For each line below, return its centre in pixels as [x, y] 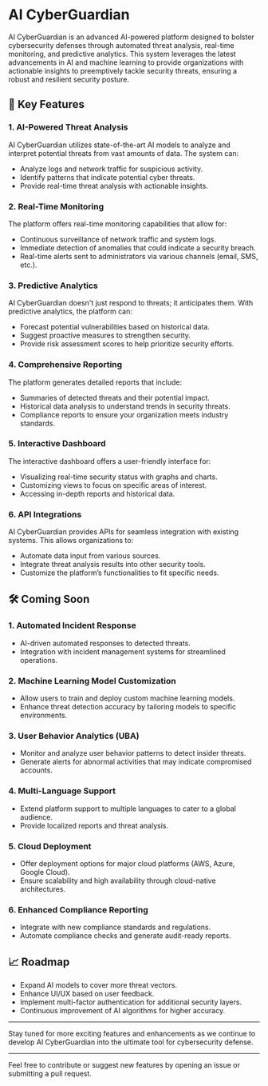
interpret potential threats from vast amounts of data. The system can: [124, 153]
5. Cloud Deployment [50, 846]
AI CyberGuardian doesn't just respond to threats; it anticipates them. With [131, 303]
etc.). [28, 265]
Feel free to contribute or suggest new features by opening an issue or [124, 1065]
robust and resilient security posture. [69, 79]
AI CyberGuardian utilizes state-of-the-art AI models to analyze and [120, 145]
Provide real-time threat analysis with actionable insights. [114, 186]
